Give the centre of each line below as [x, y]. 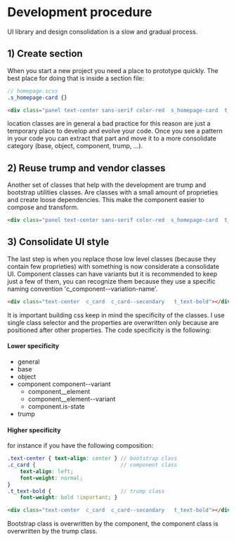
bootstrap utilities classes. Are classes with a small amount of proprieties [113, 192]
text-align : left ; [47, 471]
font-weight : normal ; [51, 478]
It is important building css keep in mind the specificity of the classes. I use [116, 315]
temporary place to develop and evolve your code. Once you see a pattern [115, 131]
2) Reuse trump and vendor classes [87, 168]
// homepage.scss [33, 91]
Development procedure [80, 12]
